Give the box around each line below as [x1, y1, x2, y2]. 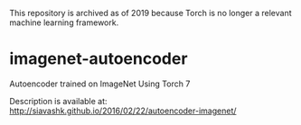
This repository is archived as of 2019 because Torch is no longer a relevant [9, 8, 292, 18]
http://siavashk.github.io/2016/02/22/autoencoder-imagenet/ [9, 105, 237, 116]
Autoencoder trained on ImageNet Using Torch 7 [9, 78, 191, 89]
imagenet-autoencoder [9, 49, 188, 69]
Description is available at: [9, 95, 108, 106]
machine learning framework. [9, 17, 119, 28]
